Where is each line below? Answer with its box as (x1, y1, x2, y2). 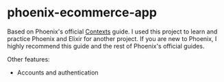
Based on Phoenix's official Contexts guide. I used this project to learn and (7, 27, 218, 36)
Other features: (7, 55, 50, 63)
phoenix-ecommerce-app (7, 5, 158, 20)
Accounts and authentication (16, 68, 99, 77)
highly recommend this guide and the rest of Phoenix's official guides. (7, 42, 205, 50)
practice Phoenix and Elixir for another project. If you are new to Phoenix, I (7, 34, 217, 42)
